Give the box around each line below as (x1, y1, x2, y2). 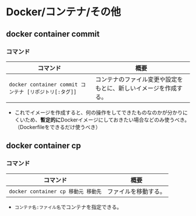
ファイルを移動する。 (107, 187, 166, 196)
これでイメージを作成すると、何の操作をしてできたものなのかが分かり (14, 109, 183, 116)
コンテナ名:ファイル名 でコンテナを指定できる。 (14, 203, 123, 210)
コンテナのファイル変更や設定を (95, 75, 183, 83)
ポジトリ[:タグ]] (34, 88, 77, 95)
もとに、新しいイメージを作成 (95, 84, 177, 92)
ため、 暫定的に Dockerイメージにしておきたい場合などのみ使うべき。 (24, 116, 190, 123)
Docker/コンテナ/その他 (6, 5, 121, 19)
